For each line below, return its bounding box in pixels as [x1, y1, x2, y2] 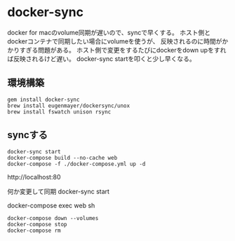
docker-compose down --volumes [7, 214, 99, 221]
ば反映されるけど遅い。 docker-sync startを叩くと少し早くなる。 [7, 54, 196, 63]
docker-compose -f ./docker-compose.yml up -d [7, 160, 146, 167]
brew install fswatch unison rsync [7, 108, 112, 116]
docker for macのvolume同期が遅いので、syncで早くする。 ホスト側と [7, 28, 211, 36]
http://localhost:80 [7, 172, 61, 181]
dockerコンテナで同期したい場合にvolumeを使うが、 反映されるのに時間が [7, 36, 222, 46]
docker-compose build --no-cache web [7, 154, 118, 161]
